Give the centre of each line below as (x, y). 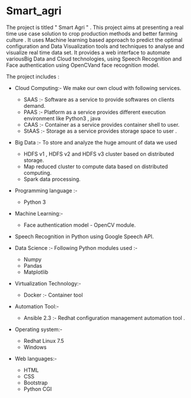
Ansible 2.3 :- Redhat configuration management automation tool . (104, 317)
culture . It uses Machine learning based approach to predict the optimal (94, 40)
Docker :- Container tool (53, 295)
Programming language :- (46, 190)
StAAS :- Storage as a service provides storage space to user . (100, 131)
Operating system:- (39, 329)
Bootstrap (36, 383)
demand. (34, 105)
